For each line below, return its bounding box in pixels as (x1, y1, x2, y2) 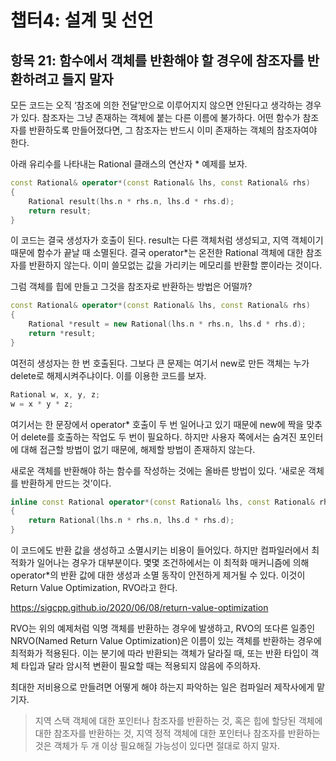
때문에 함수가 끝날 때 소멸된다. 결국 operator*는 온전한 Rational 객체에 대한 (10, 247, 304, 259)
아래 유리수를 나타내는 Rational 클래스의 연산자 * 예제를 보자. (10, 158, 248, 170)
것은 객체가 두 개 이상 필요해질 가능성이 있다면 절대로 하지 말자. (34, 740, 280, 751)
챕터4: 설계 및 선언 (10, 9, 154, 32)
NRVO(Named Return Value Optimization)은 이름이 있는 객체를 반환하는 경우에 (10, 635, 322, 646)
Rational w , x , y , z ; (10, 389, 101, 400)
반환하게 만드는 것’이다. (20, 477, 112, 489)
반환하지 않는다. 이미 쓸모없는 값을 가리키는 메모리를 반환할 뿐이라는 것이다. (28, 259, 323, 271)
